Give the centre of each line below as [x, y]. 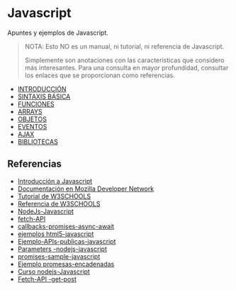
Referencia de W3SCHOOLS [59, 203]
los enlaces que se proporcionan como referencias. [100, 75]
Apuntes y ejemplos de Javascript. [58, 33]
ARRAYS [30, 111]
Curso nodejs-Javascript [54, 272]
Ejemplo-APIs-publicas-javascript [67, 241]
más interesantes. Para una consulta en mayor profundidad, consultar [127, 67]
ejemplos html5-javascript [56, 234]
